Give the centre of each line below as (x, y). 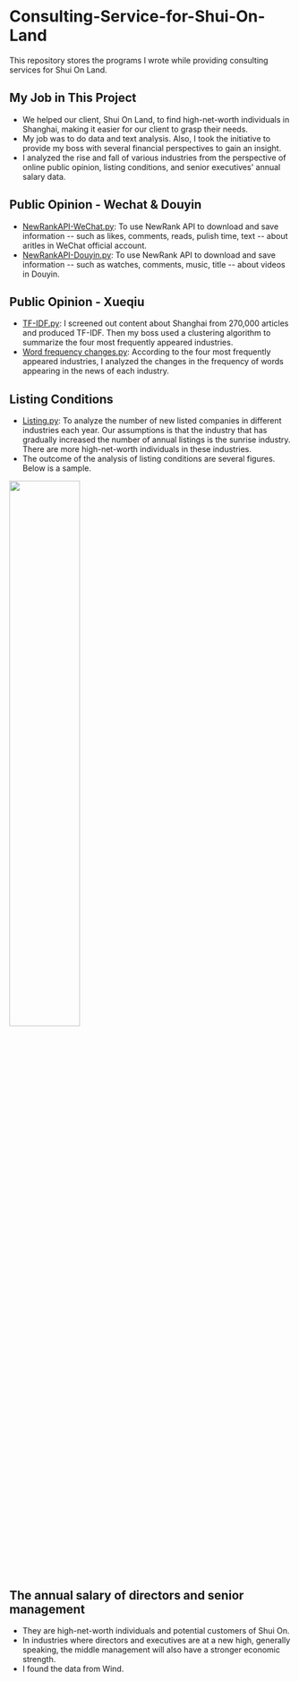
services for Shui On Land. (58, 70)
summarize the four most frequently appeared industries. (128, 343)
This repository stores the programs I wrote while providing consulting (139, 60)
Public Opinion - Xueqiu (77, 302)
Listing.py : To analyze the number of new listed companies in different (152, 421)
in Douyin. (41, 274)
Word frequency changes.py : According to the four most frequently (146, 352)
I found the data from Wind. (73, 1668)
